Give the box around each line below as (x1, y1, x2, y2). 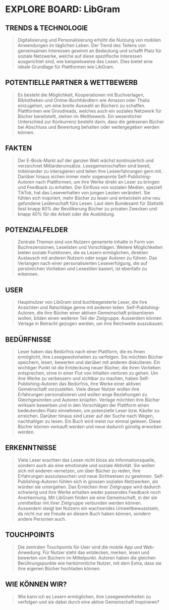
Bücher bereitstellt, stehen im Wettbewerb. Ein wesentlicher (17, 113, 142, 119)
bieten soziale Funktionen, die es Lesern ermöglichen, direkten (17, 250, 148, 256)
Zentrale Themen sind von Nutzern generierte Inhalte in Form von (17, 239, 154, 245)
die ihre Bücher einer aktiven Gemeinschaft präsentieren (37, 310, 154, 316)
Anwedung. (17, 549, 42, 556)
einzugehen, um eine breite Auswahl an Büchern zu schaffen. (17, 102, 146, 108)
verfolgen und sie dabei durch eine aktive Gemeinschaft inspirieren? (17, 599, 160, 605)
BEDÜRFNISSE (5, 335, 51, 344)
